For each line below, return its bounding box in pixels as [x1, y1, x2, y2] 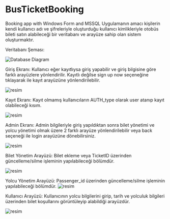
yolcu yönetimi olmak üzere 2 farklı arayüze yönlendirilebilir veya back [5, 127, 153, 133]
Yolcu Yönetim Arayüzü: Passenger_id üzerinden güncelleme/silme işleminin [5, 177, 165, 184]
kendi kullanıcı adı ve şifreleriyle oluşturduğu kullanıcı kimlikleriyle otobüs [5, 25, 159, 32]
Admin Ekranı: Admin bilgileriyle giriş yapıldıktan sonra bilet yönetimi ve [5, 122, 155, 128]
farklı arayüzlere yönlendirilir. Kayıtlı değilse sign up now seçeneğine [5, 71, 149, 77]
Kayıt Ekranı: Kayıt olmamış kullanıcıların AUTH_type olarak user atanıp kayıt [5, 97, 164, 103]
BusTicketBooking [5, 4, 84, 15]
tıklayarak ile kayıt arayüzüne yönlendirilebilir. [5, 77, 100, 83]
